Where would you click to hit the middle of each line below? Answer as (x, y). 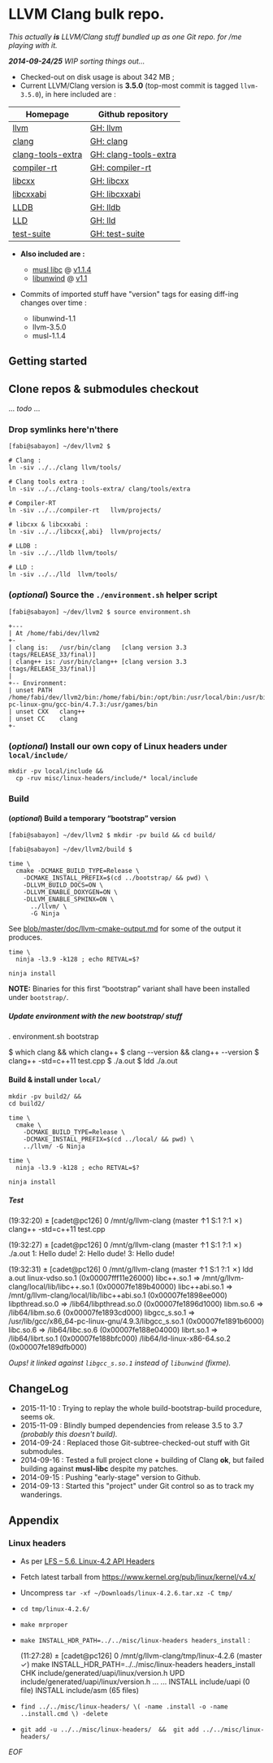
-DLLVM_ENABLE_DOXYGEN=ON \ (70, 892)
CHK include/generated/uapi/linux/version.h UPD (102, 1673)
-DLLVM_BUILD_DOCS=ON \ (63, 885)
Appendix (34, 1520)
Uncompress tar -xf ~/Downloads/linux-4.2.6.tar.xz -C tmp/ (126, 1592)
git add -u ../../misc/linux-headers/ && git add (109, 1730)
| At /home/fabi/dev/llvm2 (54, 633)
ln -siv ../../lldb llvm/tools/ (63, 553)
